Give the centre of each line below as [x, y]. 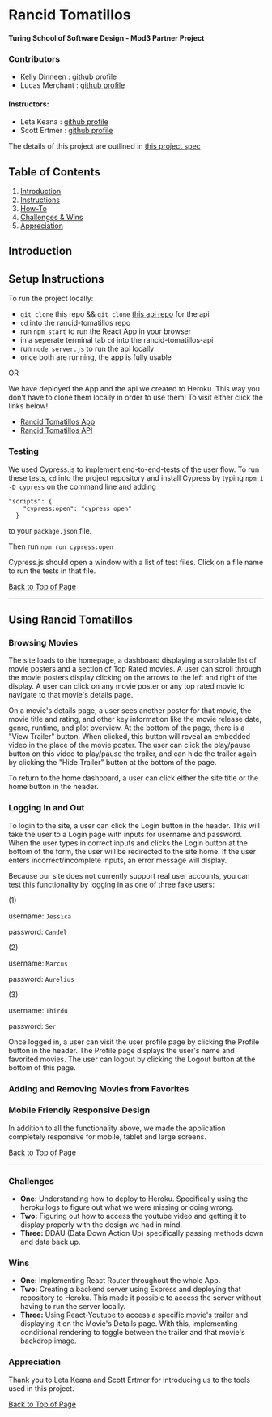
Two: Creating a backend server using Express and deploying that [130, 1290]
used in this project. [41, 1388]
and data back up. [50, 1242]
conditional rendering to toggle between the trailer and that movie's [132, 1333]
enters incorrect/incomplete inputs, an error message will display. [118, 860]
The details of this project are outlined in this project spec [104, 146]
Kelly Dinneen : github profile [68, 77]
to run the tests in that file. [52, 571]
